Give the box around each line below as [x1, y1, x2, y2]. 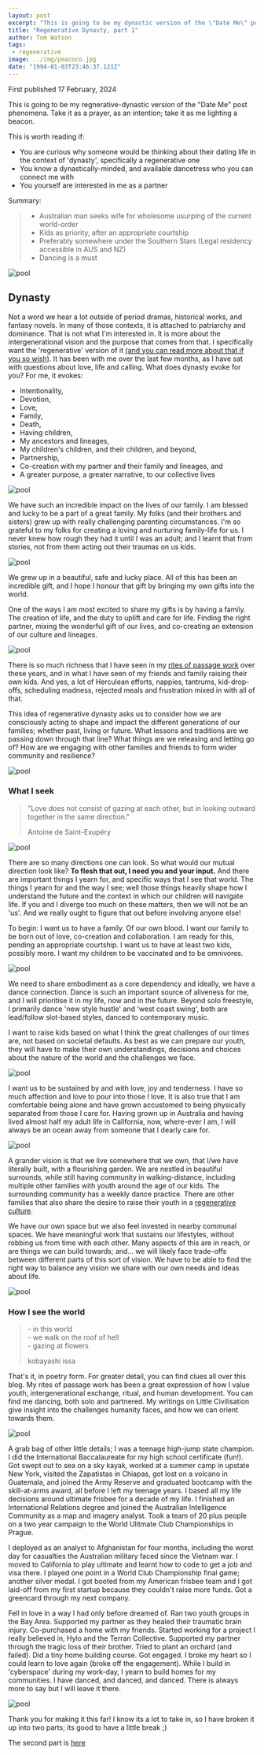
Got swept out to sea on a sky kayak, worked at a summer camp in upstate [8, 1461, 250, 1471]
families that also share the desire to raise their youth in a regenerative [8, 1197, 236, 1207]
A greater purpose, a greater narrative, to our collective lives [19, 470, 216, 479]
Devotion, [19, 394, 51, 403]
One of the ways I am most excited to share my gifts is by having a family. [8, 604, 246, 614]
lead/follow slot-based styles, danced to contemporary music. [8, 1012, 210, 1021]
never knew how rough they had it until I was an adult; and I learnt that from [8, 534, 253, 543]
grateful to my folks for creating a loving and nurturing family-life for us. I [8, 525, 244, 534]
